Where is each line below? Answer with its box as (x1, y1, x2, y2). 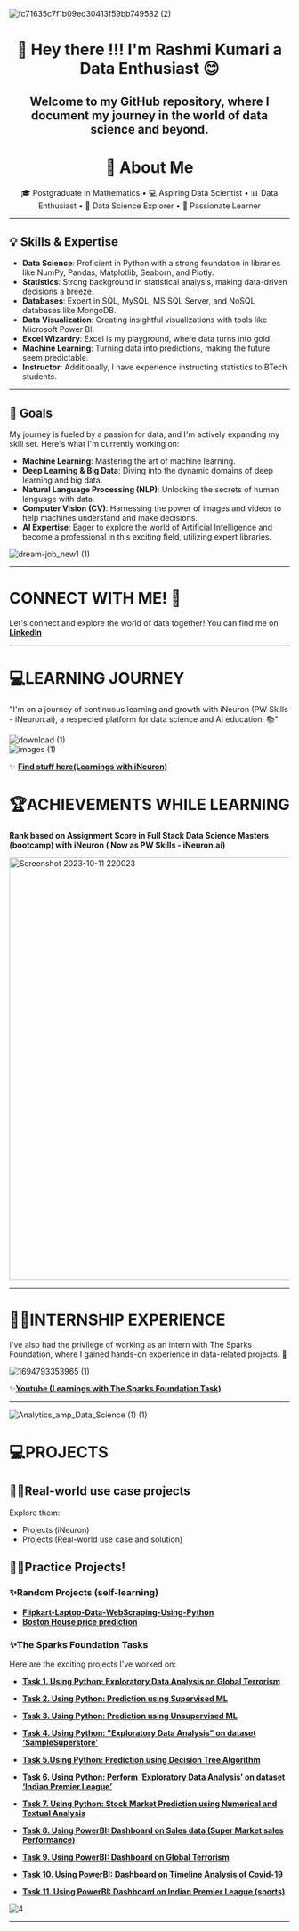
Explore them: (9, 1507, 61, 1518)
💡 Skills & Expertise (9, 234, 118, 249)
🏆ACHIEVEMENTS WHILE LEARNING (9, 795, 291, 815)
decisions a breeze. (21, 286, 94, 297)
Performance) (21, 1834, 76, 1845)
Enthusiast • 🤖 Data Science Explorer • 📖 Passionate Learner (38, 200, 261, 211)
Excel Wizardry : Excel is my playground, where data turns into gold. (21, 334, 273, 345)
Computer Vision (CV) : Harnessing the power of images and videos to (21, 503, 282, 514)
